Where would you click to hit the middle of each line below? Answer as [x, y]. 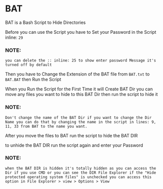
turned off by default [28, 65]
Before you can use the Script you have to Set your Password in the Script [81, 32]
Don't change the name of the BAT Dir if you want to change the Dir [79, 117]
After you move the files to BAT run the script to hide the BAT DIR [71, 135]
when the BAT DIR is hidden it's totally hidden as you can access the [81, 168]
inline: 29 [14, 37]
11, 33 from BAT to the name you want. [46, 126]
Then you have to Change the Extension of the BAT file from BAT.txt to [78, 74]
